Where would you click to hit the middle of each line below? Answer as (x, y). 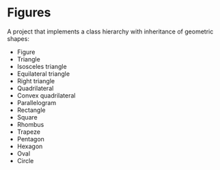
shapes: (18, 38)
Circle (25, 160)
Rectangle (31, 110)
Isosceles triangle (42, 66)
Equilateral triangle (43, 74)
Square (27, 117)
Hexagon (30, 146)
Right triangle (36, 81)
